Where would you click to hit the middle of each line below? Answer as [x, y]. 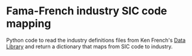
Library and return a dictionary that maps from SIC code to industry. [89, 46]
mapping [29, 24]
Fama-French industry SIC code [87, 11]
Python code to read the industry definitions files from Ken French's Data [96, 40]
